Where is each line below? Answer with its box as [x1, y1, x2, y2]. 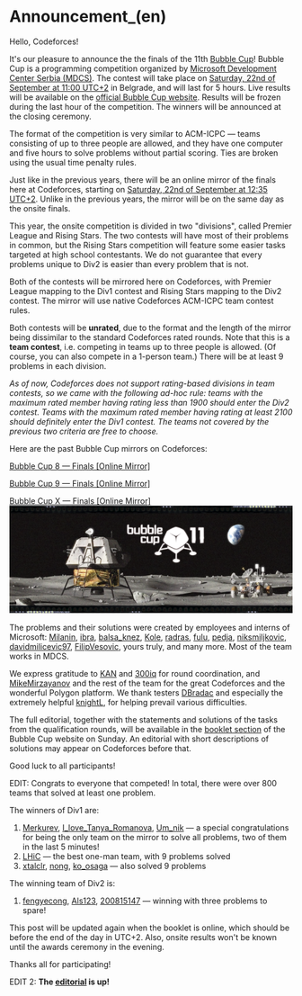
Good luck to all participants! [9, 760, 116, 771]
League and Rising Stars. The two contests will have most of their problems [9, 229, 289, 240]
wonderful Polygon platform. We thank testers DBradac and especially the [9, 686, 283, 698]
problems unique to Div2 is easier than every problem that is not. [9, 258, 249, 269]
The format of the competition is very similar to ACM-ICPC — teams [9, 128, 261, 139]
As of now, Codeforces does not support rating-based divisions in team [9, 378, 276, 389]
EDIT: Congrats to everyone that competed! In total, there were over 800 [9, 777, 277, 788]
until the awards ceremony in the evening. [9, 941, 164, 952]
